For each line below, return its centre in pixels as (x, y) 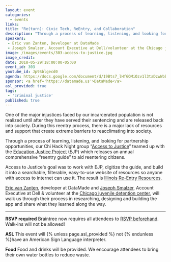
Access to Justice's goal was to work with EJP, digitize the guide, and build (84, 167)
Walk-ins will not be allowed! (35, 224)
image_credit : (20, 57)
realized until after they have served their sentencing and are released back (84, 120)
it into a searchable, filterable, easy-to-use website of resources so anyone (84, 173)
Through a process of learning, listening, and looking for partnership (77, 141)
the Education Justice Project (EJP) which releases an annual (69, 152)
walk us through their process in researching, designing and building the (81, 199)
